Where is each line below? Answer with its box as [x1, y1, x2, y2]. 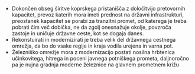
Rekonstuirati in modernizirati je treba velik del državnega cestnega [11, 36, 176, 43]
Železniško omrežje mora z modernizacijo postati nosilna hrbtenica [11, 49, 175, 55]
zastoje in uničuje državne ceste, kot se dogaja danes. [11, 30, 144, 37]
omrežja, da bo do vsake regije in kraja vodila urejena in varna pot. [11, 42, 174, 49]
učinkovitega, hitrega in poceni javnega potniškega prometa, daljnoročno [11, 55, 189, 62]
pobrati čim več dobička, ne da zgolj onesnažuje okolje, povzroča [11, 23, 171, 31]
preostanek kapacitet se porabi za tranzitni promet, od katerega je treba [11, 18, 187, 24]
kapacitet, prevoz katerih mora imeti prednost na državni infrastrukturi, [11, 11, 184, 18]
